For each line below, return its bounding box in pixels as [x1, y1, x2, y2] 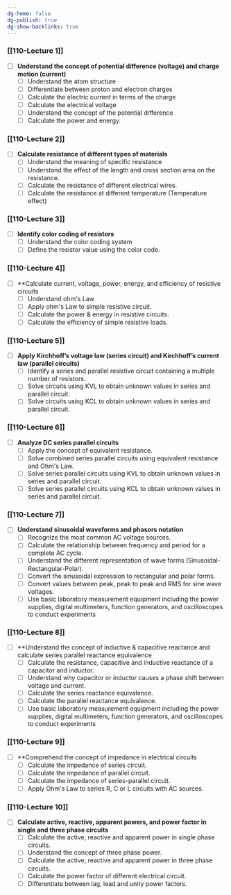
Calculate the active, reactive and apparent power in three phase [27, 856, 213, 864]
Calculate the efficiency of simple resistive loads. [27, 318, 169, 326]
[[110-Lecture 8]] [7, 627, 65, 637]
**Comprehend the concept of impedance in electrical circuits [17, 752, 198, 761]
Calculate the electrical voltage [27, 100, 117, 108]
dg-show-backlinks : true [7, 23, 79, 30]
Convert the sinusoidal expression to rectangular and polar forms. [27, 572, 216, 580]
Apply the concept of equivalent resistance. [27, 446, 153, 454]
